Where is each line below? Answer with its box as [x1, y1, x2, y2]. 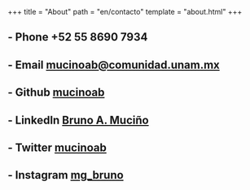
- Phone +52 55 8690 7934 [7, 30, 148, 44]
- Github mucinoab [7, 85, 105, 100]
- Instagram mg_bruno [7, 168, 124, 182]
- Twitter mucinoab [7, 140, 107, 154]
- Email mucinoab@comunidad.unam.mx [7, 58, 221, 71]
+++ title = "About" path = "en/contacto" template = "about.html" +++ [7, 7, 243, 16]
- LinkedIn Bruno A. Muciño [7, 113, 149, 127]
